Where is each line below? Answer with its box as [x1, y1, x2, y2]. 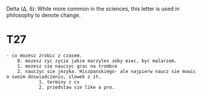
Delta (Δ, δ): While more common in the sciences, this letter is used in [6, 5, 180, 12]
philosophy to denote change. [6, 11, 81, 19]
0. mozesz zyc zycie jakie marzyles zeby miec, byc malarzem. [17, 57, 177, 64]
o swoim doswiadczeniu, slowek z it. [6, 74, 102, 80]
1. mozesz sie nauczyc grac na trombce [17, 63, 118, 69]
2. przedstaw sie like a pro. [38, 84, 115, 90]
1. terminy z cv [38, 78, 80, 85]
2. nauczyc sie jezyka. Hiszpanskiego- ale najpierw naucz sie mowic [17, 68, 197, 74]
